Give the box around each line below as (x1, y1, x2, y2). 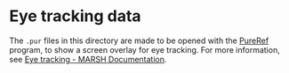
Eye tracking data (9, 6, 141, 26)
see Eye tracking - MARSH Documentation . (9, 54, 167, 64)
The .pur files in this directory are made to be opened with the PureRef (9, 35, 269, 46)
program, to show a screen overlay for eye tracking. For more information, (9, 44, 280, 55)
